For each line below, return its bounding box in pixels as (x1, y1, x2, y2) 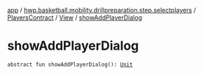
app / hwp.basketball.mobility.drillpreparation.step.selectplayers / (7, 6, 196, 14)
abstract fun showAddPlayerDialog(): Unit (7, 61, 133, 68)
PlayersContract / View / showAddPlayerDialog (7, 13, 142, 22)
